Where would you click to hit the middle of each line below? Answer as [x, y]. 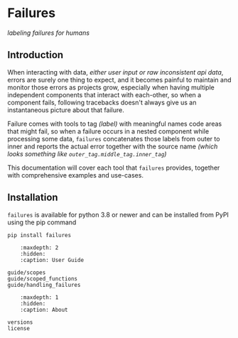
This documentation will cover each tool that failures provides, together [114, 168]
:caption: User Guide [52, 260]
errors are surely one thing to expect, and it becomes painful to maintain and [119, 80]
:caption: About [44, 310]
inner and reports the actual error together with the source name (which [113, 146]
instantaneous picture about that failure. [66, 110]
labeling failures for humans [49, 33]
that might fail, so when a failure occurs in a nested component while [108, 131]
